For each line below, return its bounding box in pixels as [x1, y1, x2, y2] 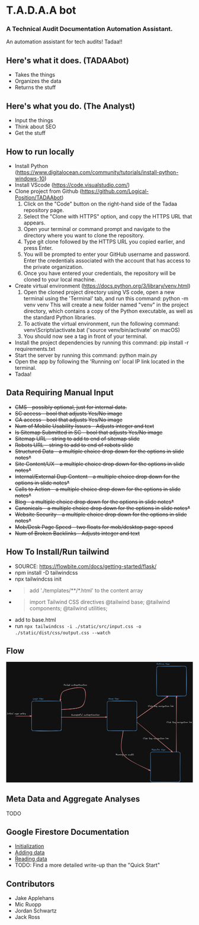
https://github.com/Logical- [81, 188, 149, 195]
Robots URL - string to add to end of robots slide [14, 441, 133, 448]
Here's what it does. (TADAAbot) [6, 55, 129, 65]
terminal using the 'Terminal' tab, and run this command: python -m [23, 294, 188, 302]
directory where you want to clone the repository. [23, 232, 145, 239]
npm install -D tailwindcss [14, 569, 78, 576]
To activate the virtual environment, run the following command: [23, 320, 180, 327]
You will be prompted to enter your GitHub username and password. [23, 251, 190, 258]
